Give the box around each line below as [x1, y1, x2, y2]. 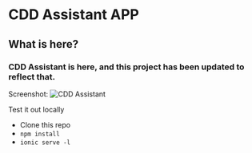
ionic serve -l [19, 138, 71, 147]
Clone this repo [19, 120, 70, 129]
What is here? [8, 37, 79, 51]
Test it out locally [8, 104, 65, 114]
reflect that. [8, 71, 56, 82]
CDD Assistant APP [8, 6, 140, 24]
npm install [19, 130, 60, 138]
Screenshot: [8, 89, 49, 99]
